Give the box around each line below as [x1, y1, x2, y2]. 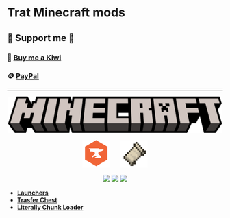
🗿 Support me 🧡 [7, 32, 75, 44]
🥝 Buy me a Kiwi [7, 53, 62, 62]
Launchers [16, 189, 49, 197]
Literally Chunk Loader [16, 204, 84, 212]
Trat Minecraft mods [7, 5, 125, 21]
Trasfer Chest [16, 196, 57, 204]
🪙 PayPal [7, 71, 40, 81]
